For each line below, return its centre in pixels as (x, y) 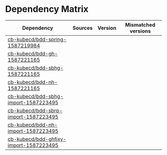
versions (140, 31)
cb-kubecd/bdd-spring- (37, 39)
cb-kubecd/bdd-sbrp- (35, 110)
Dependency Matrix (47, 9)
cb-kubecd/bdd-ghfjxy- (37, 139)
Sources (83, 28)
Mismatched (140, 25)
